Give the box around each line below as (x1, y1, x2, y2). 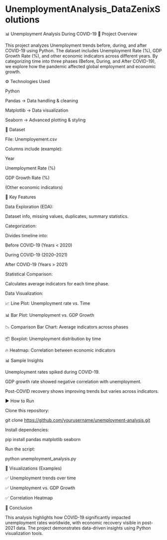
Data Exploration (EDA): (5, 203, 54, 209)
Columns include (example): (5, 146, 63, 152)
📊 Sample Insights (5, 357, 44, 363)
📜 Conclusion (5, 505, 33, 511)
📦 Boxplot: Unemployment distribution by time (5, 336, 101, 342)
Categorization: (5, 223, 37, 229)
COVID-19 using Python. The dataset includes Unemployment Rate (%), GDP (5, 47, 162, 53)
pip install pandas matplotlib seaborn (5, 436, 81, 442)
